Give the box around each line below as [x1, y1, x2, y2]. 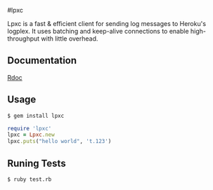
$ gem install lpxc [7, 112, 65, 119]
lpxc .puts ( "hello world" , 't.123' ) [7, 138, 112, 145]
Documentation [7, 55, 77, 67]
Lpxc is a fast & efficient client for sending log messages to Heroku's [7, 20, 206, 27]
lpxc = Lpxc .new [7, 131, 55, 139]
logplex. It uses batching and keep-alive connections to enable [7, 27, 189, 35]
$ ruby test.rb [7, 175, 52, 183]
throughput [7, 34, 40, 43]
